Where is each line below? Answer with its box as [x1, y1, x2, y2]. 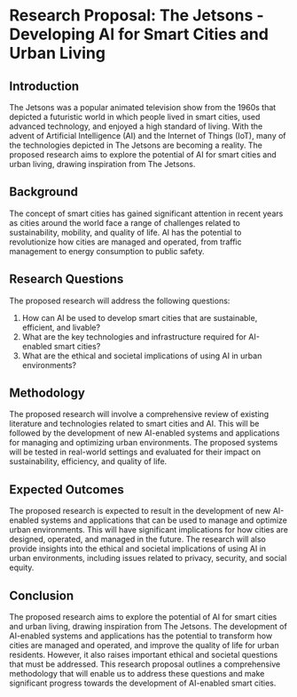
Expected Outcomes [9, 482, 124, 497]
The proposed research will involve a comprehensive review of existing [9, 409, 270, 420]
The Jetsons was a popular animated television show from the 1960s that [9, 102, 277, 112]
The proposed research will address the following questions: [9, 295, 231, 306]
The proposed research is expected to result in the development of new [9, 506, 271, 517]
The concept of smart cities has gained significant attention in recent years [9, 208, 284, 219]
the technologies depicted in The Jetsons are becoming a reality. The [9, 140, 263, 150]
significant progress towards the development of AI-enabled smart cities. [9, 677, 277, 689]
